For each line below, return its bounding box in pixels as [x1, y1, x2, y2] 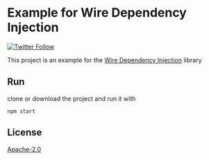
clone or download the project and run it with [7, 94, 136, 103]
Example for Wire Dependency [7, 5, 187, 21]
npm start [7, 107, 36, 115]
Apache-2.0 [7, 145, 42, 153]
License [7, 127, 42, 139]
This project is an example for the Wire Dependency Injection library [7, 55, 203, 64]
